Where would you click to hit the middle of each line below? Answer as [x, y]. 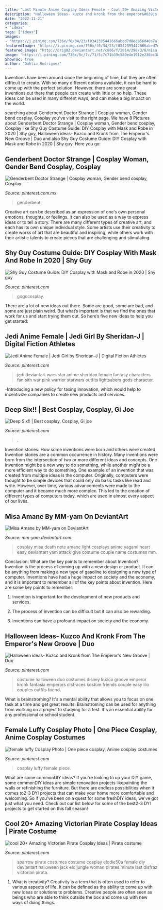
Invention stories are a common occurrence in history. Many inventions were [81, 455]
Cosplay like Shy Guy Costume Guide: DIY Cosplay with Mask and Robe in [79, 128]
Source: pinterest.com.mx [31, 193]
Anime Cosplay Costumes [45, 738]
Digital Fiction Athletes [40, 344]
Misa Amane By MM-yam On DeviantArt [67, 516]
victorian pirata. [33, 872]
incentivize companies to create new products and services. [65, 394]
